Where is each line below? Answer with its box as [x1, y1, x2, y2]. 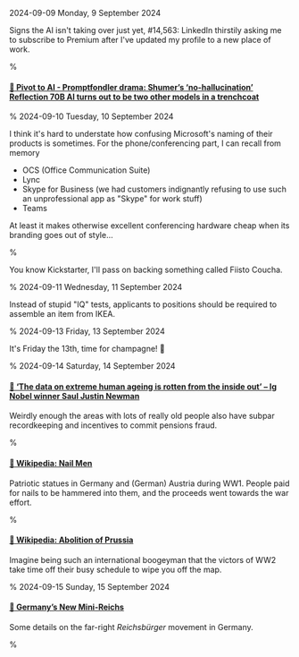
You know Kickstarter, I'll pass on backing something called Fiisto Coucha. [9, 264, 283, 276]
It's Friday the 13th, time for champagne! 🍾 [9, 344, 165, 354]
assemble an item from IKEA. [9, 309, 116, 320]
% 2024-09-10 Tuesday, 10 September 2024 [9, 111, 174, 122]
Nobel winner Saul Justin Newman [9, 390, 140, 401]
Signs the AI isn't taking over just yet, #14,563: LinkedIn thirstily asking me [9, 25, 282, 35]
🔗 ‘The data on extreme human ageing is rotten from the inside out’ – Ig [9, 380, 278, 392]
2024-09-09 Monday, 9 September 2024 [9, 8, 162, 18]
